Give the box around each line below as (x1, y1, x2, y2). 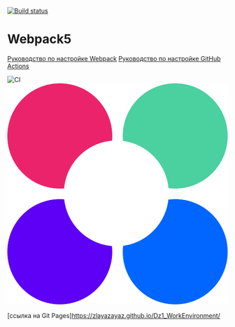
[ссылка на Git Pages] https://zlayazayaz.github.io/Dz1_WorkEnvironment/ (7, 311, 220, 319)
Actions (7, 62, 29, 70)
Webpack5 (7, 32, 72, 47)
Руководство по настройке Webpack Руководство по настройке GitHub (7, 54, 222, 62)
